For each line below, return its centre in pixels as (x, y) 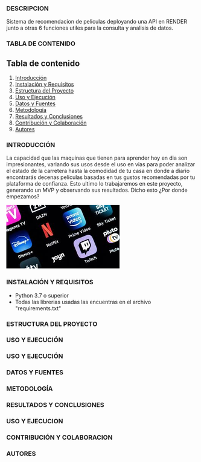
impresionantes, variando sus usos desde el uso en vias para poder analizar (101, 164)
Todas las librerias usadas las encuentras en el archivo (83, 302)
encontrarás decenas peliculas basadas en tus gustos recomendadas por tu (101, 177)
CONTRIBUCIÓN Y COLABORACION (59, 438)
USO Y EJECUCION (35, 421)
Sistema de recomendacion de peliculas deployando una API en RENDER (97, 22)
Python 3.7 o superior (42, 295)
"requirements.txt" (38, 308)
